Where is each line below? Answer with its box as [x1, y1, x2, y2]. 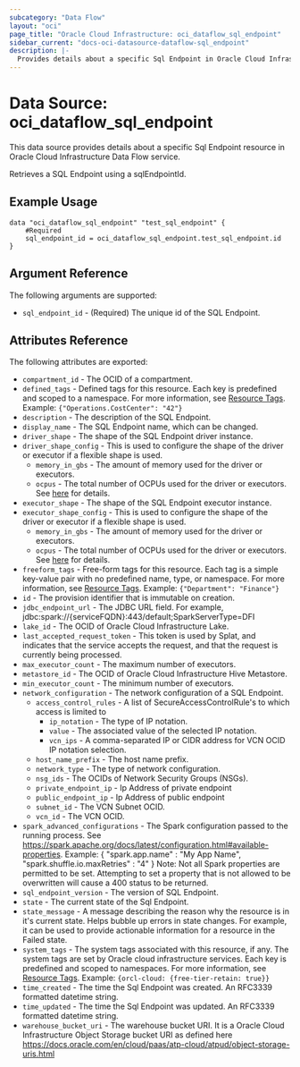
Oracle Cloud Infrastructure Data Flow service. [9, 151, 181, 162]
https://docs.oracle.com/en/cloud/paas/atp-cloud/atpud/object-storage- [21, 1039, 290, 1050]
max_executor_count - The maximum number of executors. [21, 659, 237, 670]
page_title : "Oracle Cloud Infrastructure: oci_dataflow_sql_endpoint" [9, 30, 281, 38]
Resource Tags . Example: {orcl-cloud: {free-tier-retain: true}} [21, 972, 271, 984]
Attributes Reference [9, 333, 129, 348]
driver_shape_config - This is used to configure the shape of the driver [21, 440, 284, 452]
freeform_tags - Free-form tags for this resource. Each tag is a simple [21, 564, 279, 575]
